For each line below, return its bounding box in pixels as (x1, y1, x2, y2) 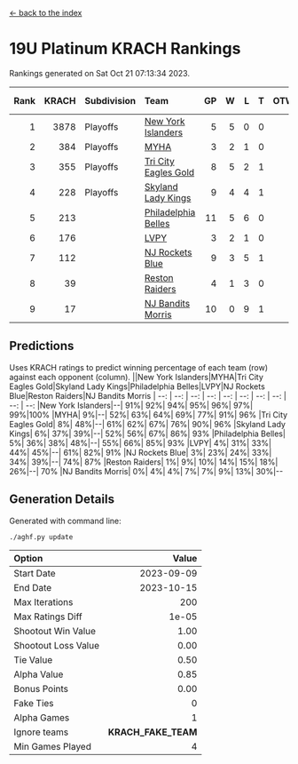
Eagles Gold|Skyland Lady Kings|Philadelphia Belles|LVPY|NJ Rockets (9, 381, 266, 392)
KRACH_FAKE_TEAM (107, 726, 198, 738)
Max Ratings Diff (13, 610, 82, 623)
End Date (13, 581, 52, 593)
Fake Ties (13, 696, 55, 709)
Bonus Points (13, 682, 69, 695)
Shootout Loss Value (13, 639, 100, 651)
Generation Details (9, 492, 115, 507)
